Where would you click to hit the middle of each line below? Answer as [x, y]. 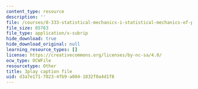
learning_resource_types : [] [42, 50]
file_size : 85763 [27, 28]
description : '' [26, 17]
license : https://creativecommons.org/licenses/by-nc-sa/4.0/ [84, 55]
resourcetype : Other [32, 66]
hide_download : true [32, 39]
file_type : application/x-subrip [47, 33]
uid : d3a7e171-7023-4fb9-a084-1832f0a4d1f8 [60, 77]
